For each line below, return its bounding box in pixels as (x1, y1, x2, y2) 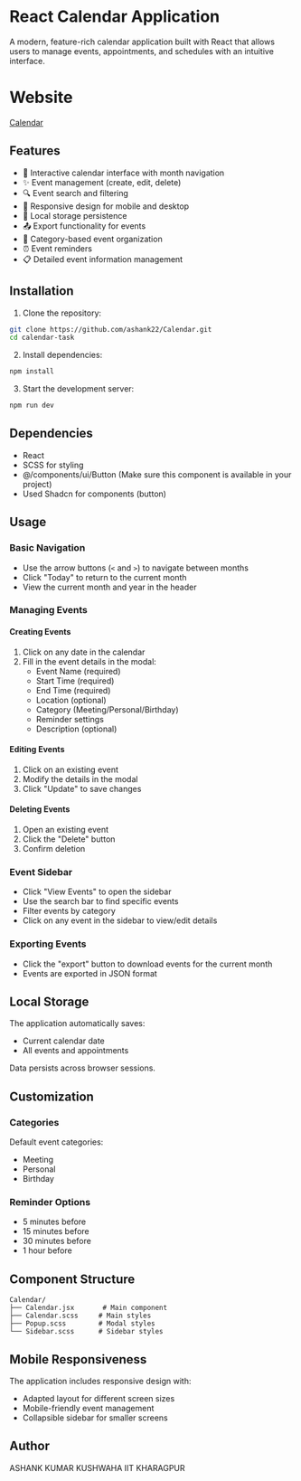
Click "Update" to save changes (22, 783, 142, 794)
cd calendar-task (9, 333, 75, 343)
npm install (9, 367, 54, 376)
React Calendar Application (9, 6, 221, 27)
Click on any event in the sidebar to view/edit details (22, 915, 218, 926)
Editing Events (9, 744, 65, 755)
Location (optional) (35, 694, 107, 705)
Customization (9, 1089, 95, 1104)
